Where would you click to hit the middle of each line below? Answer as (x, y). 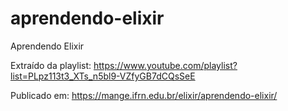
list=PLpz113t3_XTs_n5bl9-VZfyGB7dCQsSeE (103, 76)
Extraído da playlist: (51, 65)
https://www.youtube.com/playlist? (165, 65)
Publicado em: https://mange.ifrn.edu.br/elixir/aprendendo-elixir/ (144, 95)
